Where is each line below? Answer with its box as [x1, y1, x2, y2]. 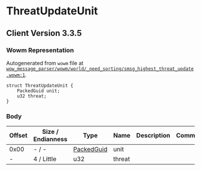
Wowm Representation [6, 46, 74, 54]
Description [136, 132, 170, 140]
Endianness [33, 135, 68, 143]
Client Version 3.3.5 [6, 28, 82, 38]
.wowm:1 [6, 72, 26, 78]
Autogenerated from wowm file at [6, 59, 84, 66]
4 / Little [33, 155, 57, 163]
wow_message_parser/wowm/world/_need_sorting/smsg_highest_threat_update [6, 66, 194, 72]
